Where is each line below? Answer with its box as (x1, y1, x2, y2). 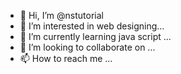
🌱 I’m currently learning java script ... (19, 31, 172, 42)
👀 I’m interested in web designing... (19, 20, 165, 32)
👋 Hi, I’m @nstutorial (19, 10, 104, 21)
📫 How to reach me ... (19, 53, 113, 64)
